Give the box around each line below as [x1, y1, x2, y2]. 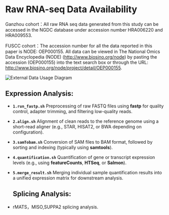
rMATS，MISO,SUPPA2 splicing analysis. [12, 204, 98, 210]
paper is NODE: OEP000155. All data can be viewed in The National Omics [5, 48, 160, 55]
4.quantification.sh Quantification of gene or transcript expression [12, 154, 155, 160]
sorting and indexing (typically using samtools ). [12, 144, 113, 150]
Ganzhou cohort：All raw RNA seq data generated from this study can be [5, 21, 159, 27]
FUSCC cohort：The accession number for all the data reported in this [5, 42, 152, 49]
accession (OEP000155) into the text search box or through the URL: [5, 59, 149, 65]
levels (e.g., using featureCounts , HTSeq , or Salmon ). [12, 159, 127, 166]
